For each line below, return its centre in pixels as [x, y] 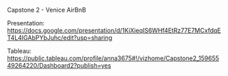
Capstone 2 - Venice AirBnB [47, 10]
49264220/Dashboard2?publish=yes [59, 65]
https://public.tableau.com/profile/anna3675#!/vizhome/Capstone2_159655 [113, 58]
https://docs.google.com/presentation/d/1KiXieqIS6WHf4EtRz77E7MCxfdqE [114, 30]
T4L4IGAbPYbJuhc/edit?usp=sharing [60, 38]
